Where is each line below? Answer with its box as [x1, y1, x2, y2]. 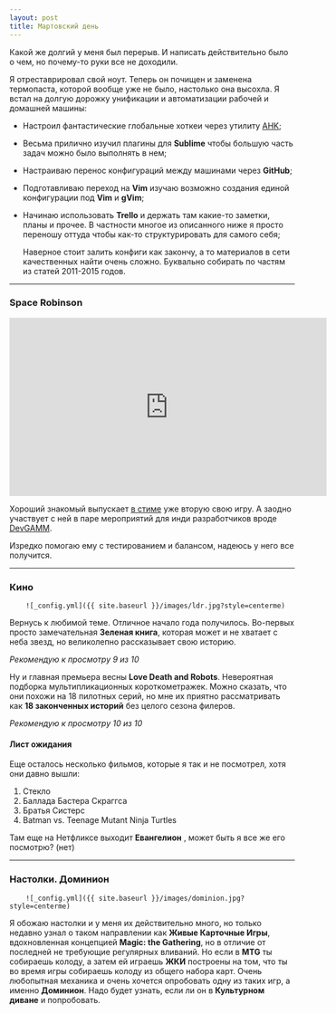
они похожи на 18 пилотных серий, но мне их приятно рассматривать [9, 691, 281, 702]
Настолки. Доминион [9, 873, 110, 885]
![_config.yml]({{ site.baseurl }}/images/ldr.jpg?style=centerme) [25, 601, 285, 611]
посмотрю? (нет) [9, 842, 75, 853]
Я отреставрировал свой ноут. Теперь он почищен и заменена [9, 73, 252, 84]
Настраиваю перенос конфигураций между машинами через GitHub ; [22, 165, 293, 176]
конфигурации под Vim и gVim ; [22, 192, 145, 203]
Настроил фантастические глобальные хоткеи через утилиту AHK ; [22, 120, 283, 131]
